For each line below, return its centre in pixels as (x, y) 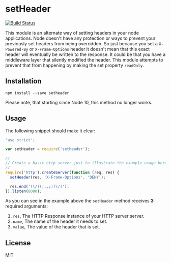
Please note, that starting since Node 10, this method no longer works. (79, 102)
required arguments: (27, 206)
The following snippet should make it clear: (50, 131)
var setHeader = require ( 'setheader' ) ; (48, 149)
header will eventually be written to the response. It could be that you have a (85, 54)
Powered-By (17, 49)
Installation (23, 81)
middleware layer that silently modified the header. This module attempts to (84, 60)
